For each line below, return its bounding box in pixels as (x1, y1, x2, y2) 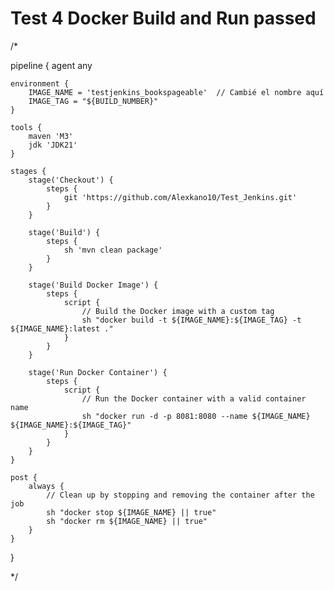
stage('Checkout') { (28, 175, 114, 185)
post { (10, 472, 38, 482)
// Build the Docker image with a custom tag (81, 306, 275, 316)
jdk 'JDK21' (28, 140, 78, 150)
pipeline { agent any (10, 59, 93, 71)
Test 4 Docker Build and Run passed (10, 7, 317, 30)
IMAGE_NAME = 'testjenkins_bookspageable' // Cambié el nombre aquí (28, 87, 325, 97)
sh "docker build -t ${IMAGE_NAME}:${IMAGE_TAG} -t (81, 315, 302, 325)
